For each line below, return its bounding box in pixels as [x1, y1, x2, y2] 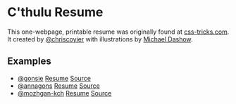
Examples [7, 56, 51, 67]
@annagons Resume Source [17, 82, 101, 90]
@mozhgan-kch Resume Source [17, 89, 112, 97]
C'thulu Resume [7, 4, 104, 20]
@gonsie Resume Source [17, 74, 92, 82]
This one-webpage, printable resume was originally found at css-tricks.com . [7, 27, 230, 36]
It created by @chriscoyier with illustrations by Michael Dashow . [7, 34, 193, 43]
